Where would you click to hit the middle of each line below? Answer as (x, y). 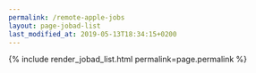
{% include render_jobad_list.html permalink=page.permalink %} (128, 60)
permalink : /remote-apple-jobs (67, 17)
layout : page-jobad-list (55, 26)
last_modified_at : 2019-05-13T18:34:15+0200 (93, 34)
